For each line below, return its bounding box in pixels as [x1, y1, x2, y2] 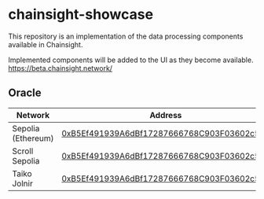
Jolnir [12, 178, 33, 189]
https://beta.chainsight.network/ [8, 63, 112, 72]
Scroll [12, 146, 34, 157]
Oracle [8, 87, 42, 100]
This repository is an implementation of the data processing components [8, 31, 244, 41]
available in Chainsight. [8, 39, 83, 49]
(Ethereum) [12, 132, 54, 143]
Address [148, 109, 182, 120]
